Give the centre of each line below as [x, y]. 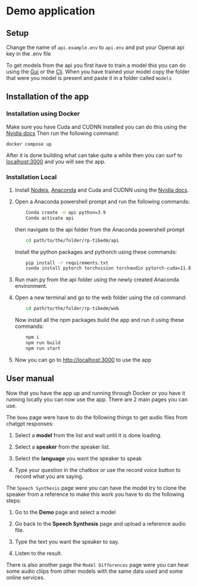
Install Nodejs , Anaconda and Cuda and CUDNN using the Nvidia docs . [102, 190]
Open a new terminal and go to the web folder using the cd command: [101, 297]
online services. [26, 577]
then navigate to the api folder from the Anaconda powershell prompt [100, 229]
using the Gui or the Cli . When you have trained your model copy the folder [98, 72]
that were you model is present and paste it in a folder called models [89, 78]
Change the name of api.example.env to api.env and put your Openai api [95, 47]
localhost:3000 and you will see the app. [56, 161]
